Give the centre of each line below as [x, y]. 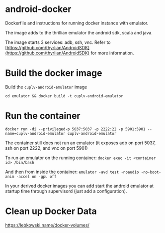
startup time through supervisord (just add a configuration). [66, 191]
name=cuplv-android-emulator [35, 133]
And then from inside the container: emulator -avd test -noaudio [72, 172]
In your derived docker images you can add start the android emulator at [80, 186]
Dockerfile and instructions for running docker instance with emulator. [77, 23]
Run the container [43, 116]
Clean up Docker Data [51, 211]
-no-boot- [151, 172]
